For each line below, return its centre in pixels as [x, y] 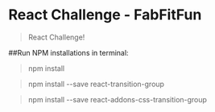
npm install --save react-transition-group [96, 84]
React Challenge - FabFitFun [105, 15]
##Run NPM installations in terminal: [68, 52]
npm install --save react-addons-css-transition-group [118, 99]
